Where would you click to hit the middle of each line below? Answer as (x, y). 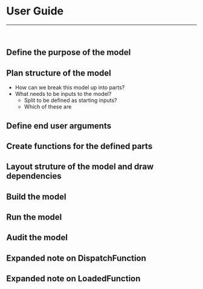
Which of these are (48, 107)
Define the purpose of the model (69, 52)
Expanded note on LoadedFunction (73, 279)
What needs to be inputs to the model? (63, 94)
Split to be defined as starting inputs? (70, 100)
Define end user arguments (59, 126)
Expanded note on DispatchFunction (76, 258)
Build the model (36, 196)
